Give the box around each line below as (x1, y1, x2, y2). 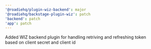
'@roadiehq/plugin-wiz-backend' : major (5, 7, 86, 12)
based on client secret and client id (5, 40, 76, 46)
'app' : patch (5, 21, 32, 26)
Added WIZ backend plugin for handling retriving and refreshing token (5, 34, 147, 40)
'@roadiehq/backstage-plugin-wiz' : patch (5, 12, 91, 17)
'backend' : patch (5, 16, 41, 21)
